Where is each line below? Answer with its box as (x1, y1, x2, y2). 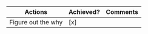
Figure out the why (9, 18, 63, 26)
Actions (24, 8, 48, 16)
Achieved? (69, 8, 100, 16)
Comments (106, 8, 138, 16)
